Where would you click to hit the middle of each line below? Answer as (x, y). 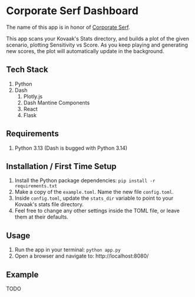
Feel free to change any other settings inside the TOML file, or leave (97, 211)
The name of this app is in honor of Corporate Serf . (68, 27)
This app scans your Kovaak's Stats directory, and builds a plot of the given (98, 38)
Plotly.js (33, 96)
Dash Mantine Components (57, 103)
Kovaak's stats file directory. (49, 204)
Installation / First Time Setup (61, 166)
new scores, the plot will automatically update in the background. (85, 51)
